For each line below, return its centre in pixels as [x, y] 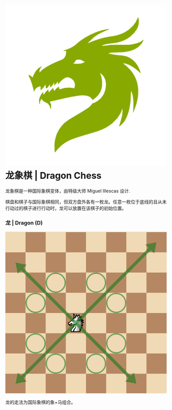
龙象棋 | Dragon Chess [53, 176]
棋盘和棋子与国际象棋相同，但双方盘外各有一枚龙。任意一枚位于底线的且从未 [86, 201]
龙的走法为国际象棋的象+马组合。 [40, 402]
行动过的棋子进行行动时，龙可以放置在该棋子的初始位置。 [66, 208]
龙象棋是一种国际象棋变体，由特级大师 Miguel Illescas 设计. [68, 191]
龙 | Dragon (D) [24, 222]
